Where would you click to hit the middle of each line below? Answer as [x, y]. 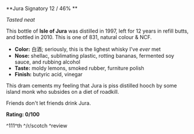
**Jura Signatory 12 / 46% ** [42, 8]
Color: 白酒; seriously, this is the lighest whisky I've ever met [87, 49]
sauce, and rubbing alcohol [47, 62]
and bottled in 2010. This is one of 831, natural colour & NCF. [79, 37]
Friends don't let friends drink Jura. [49, 103]
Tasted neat [20, 20]
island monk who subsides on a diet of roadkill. [63, 92]
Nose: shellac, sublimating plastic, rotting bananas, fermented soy [94, 56]
